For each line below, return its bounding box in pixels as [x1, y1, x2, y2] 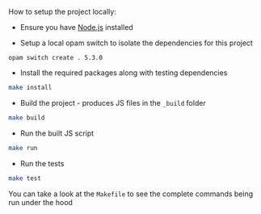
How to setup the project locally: [8, 7, 117, 16]
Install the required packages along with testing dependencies [19, 68, 228, 78]
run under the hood [8, 197, 73, 207]
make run [8, 144, 38, 152]
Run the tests [19, 158, 65, 168]
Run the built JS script [19, 128, 95, 138]
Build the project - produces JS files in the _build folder [19, 98, 206, 107]
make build [8, 113, 45, 122]
